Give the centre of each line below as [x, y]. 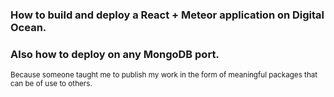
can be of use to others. [51, 84]
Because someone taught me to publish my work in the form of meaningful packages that [164, 75]
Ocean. [28, 27]
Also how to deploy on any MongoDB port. [115, 54]
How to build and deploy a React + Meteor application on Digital [167, 15]
